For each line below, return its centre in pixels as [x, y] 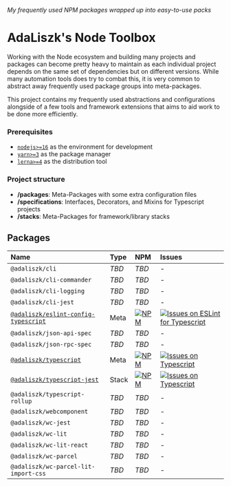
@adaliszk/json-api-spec [51, 334]
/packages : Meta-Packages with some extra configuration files [107, 194]
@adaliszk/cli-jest [42, 303]
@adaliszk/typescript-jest [55, 380]
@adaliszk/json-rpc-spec [51, 345]
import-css [28, 474]
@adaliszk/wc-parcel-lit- [53, 467]
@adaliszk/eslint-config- [53, 315]
